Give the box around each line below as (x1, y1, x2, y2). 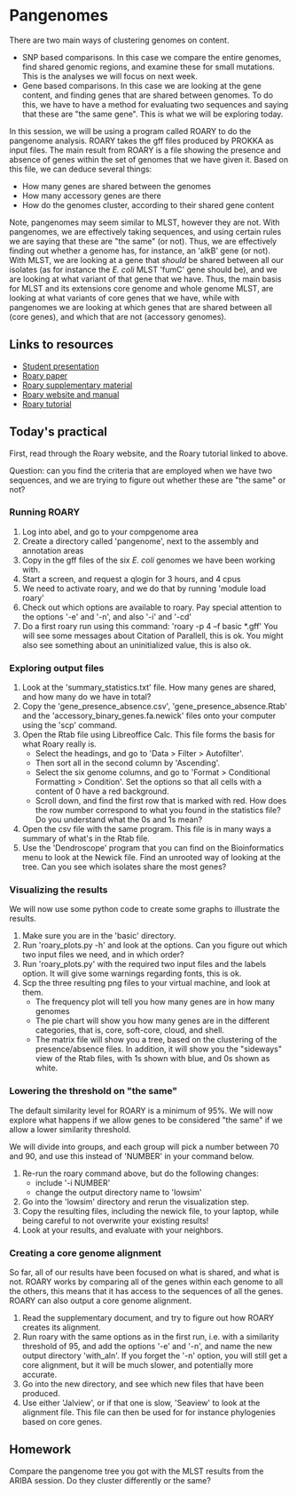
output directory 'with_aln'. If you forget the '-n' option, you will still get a (21, 1350, 288, 1361)
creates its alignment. (21, 1322, 101, 1333)
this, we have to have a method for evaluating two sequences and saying (21, 99, 289, 109)
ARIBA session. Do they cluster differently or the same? (9, 1475, 211, 1485)
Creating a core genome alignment (9, 1246, 162, 1259)
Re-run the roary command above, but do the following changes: (21, 1168, 260, 1179)
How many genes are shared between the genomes (21, 180, 211, 191)
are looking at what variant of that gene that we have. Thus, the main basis (9, 273, 282, 284)
